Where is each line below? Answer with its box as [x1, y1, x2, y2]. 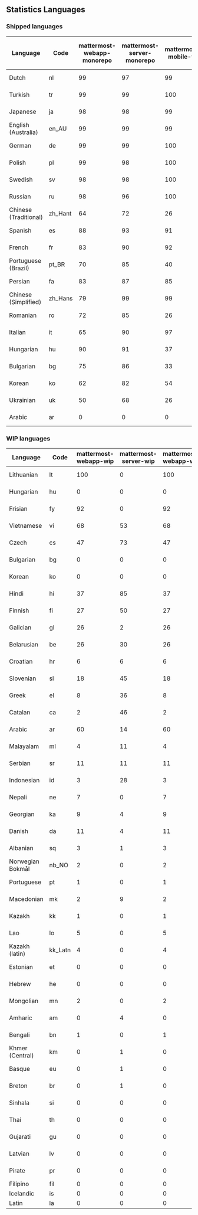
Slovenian [9, 674, 37, 682]
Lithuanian [9, 471, 38, 479]
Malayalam [9, 742, 39, 750]
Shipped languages [6, 22, 63, 31]
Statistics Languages [6, 5, 85, 15]
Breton [9, 1082, 28, 1090]
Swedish [9, 175, 33, 184]
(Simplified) [9, 298, 42, 306]
